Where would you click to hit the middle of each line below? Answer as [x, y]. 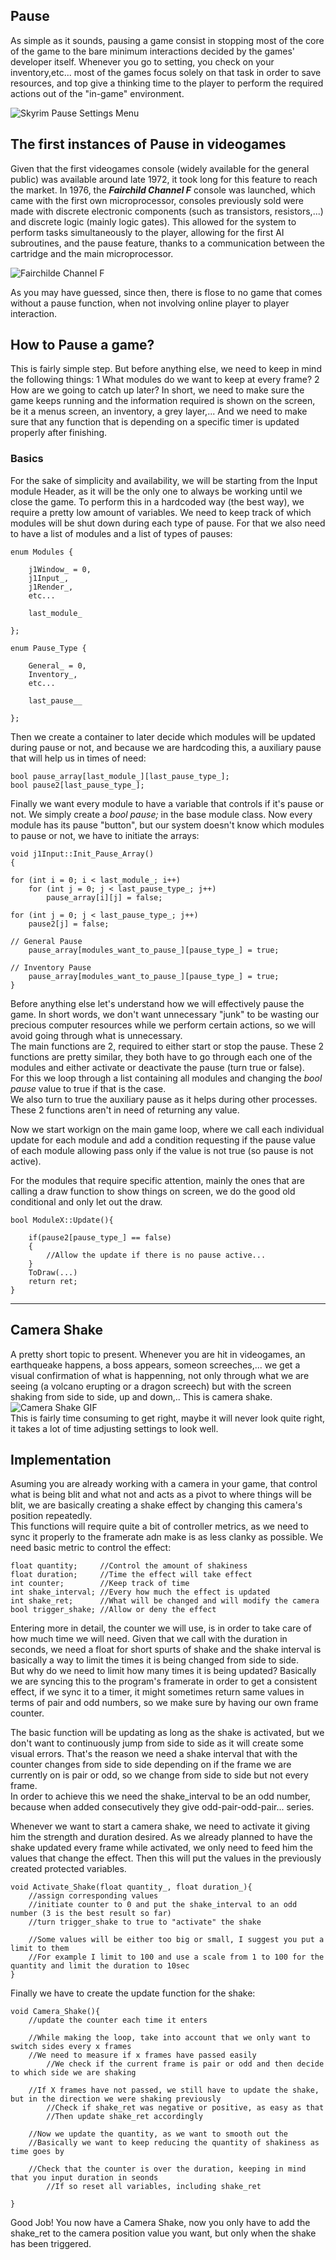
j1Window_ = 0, [60, 569]
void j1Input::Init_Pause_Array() [82, 854]
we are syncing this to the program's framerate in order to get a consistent [164, 1681]
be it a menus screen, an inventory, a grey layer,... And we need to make [159, 411]
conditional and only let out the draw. [86, 1201]
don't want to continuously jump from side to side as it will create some [157, 1743]
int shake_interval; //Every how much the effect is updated [140, 1592]
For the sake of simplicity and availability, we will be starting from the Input [164, 480]
